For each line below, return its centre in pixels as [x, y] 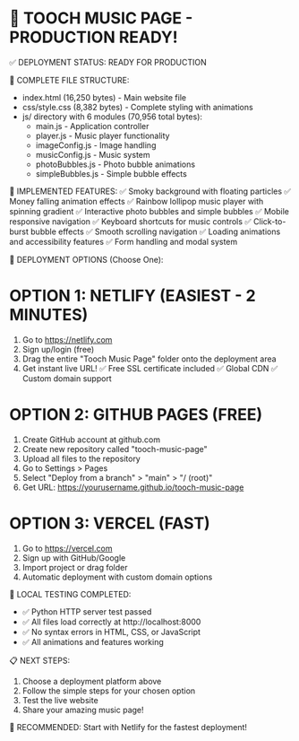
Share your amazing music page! [83, 710]
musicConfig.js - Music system [93, 154]
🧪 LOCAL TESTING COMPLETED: [70, 594]
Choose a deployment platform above [92, 681]
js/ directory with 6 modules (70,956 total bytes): [112, 117]
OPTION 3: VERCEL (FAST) [110, 523]
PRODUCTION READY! [94, 37]
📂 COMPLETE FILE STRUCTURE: [69, 80]
